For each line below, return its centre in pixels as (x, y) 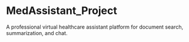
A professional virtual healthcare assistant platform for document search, (95, 27)
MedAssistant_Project (62, 11)
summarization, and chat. (37, 33)
